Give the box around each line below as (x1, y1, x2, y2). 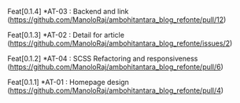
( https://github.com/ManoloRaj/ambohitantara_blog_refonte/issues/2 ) (7, 39, 233, 48)
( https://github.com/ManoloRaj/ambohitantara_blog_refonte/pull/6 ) (7, 62, 223, 72)
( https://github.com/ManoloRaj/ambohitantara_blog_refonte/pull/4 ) (7, 86, 224, 95)
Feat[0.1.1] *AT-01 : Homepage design (7, 78, 129, 86)
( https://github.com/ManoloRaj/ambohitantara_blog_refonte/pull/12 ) (7, 15, 227, 24)
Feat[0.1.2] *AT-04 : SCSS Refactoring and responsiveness (7, 54, 198, 63)
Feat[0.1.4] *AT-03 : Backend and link (7, 7, 129, 16)
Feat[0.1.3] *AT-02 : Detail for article (7, 31, 125, 39)
